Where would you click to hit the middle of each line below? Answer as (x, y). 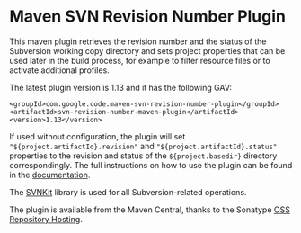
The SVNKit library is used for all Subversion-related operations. (128, 192)
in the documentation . (50, 175)
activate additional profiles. (59, 70)
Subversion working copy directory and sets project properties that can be (147, 50)
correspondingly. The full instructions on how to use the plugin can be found (151, 165)
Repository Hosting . (46, 219)
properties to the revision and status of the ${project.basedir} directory (143, 156)
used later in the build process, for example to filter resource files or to (140, 60)
